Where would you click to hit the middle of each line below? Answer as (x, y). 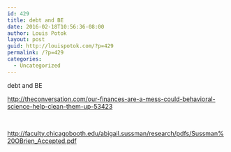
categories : (24, 59)
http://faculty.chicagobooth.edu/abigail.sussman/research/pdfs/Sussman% (116, 133)
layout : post (26, 40)
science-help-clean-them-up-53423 (60, 106)
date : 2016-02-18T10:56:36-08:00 (56, 26)
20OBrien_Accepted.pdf (42, 141)
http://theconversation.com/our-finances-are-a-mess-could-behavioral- (111, 99)
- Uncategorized (37, 66)
